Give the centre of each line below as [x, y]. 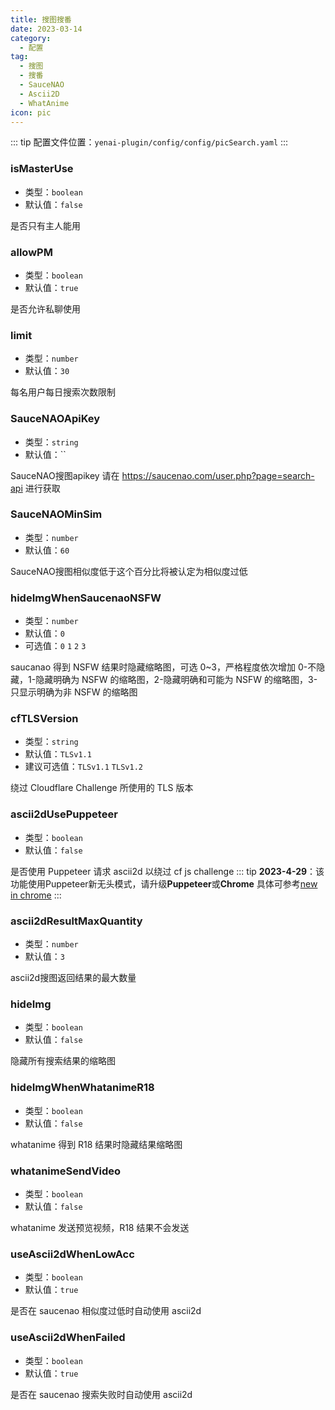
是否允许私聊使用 [45, 308]
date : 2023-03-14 [46, 29]
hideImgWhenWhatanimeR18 [82, 1088]
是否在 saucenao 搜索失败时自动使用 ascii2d [101, 1394]
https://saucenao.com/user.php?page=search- [218, 475]
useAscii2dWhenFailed [68, 1338]
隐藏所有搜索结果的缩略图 [63, 1061]
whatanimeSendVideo [66, 1171]
